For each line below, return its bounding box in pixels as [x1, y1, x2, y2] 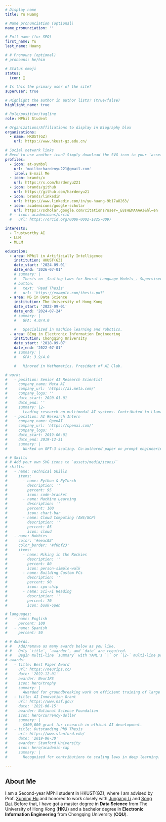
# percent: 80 [5, 561, 52, 566]
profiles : [5, 157, 26, 162]
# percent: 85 [5, 524, 52, 529]
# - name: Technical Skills [5, 469, 68, 474]
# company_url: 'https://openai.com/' [5, 423, 94, 428]
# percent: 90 [5, 580, 52, 585]
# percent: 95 [5, 487, 52, 493]
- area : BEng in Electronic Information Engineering [9, 331, 121, 336]
